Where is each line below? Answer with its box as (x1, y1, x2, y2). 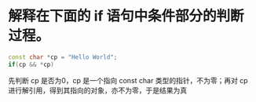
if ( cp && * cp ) (8, 60, 55, 68)
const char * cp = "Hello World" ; (8, 53, 118, 61)
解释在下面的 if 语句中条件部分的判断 (8, 7, 244, 25)
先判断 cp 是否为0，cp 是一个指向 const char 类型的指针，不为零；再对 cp (8, 75, 249, 85)
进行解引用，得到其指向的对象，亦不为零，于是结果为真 (8, 86, 187, 95)
